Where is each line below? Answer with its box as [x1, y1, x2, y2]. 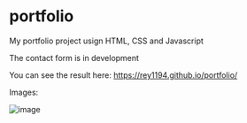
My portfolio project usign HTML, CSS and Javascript [9, 35, 204, 46]
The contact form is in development [9, 52, 140, 63]
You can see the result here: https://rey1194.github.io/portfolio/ [9, 69, 238, 81]
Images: [9, 87, 39, 97]
